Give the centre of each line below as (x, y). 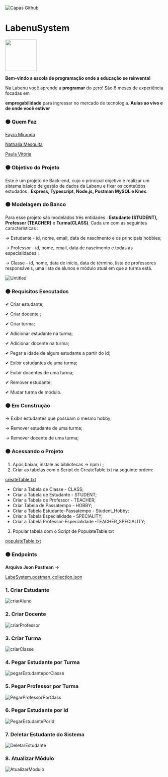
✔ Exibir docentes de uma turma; (39, 373)
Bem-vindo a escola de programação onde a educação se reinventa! (78, 78)
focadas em (18, 93)
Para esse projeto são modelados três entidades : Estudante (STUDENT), (81, 217)
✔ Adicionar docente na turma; (37, 344)
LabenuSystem (37, 28)
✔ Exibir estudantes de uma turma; (41, 363)
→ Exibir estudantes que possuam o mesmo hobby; (59, 418)
